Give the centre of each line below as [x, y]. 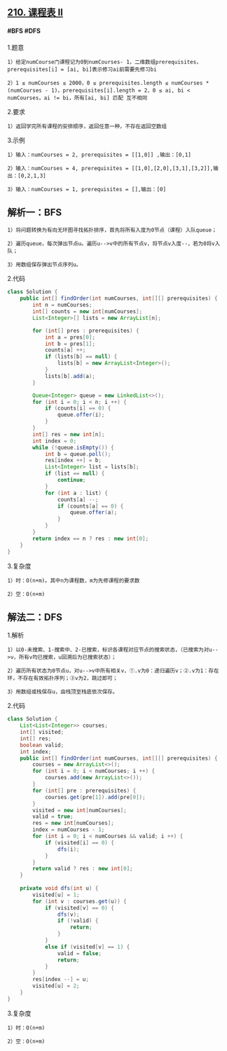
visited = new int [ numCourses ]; [80, 810]
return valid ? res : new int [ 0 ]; [83, 869]
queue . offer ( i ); [81, 415]
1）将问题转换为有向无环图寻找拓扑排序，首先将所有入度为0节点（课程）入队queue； [112, 230]
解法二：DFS [35, 617]
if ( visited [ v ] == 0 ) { [79, 908]
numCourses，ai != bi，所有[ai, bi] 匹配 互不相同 [77, 98]
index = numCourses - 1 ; [69, 830]
